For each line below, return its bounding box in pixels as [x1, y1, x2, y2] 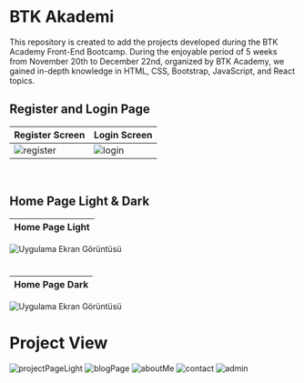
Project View [9, 332, 108, 353]
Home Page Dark [14, 277, 89, 290]
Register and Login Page [9, 102, 150, 117]
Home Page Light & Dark [9, 194, 150, 209]
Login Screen [94, 128, 153, 141]
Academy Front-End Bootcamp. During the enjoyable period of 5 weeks [9, 45, 278, 56]
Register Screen [14, 128, 86, 141]
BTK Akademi [9, 6, 115, 27]
